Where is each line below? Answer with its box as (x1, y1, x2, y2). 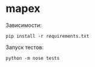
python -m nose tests (5, 55, 60, 61)
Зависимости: (5, 22, 42, 29)
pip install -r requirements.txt (5, 33, 90, 39)
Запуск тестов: (5, 44, 44, 51)
